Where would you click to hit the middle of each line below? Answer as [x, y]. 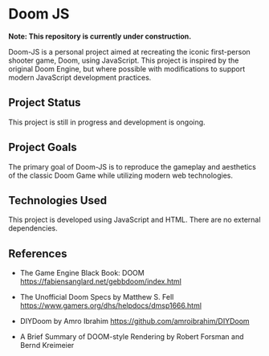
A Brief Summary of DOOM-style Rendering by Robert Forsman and [132, 337]
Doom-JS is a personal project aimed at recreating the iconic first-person [129, 51]
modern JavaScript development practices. [80, 77]
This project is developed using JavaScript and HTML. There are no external [134, 220]
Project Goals [43, 147]
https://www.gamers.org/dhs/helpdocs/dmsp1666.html [111, 305]
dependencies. [33, 228]
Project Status [45, 102]
